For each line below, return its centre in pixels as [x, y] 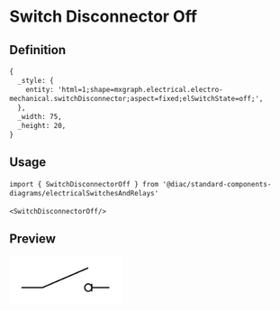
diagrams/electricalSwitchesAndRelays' [84, 193]
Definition [37, 50]
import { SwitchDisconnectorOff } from [84, 184]
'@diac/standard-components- [217, 184]
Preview [33, 239]
